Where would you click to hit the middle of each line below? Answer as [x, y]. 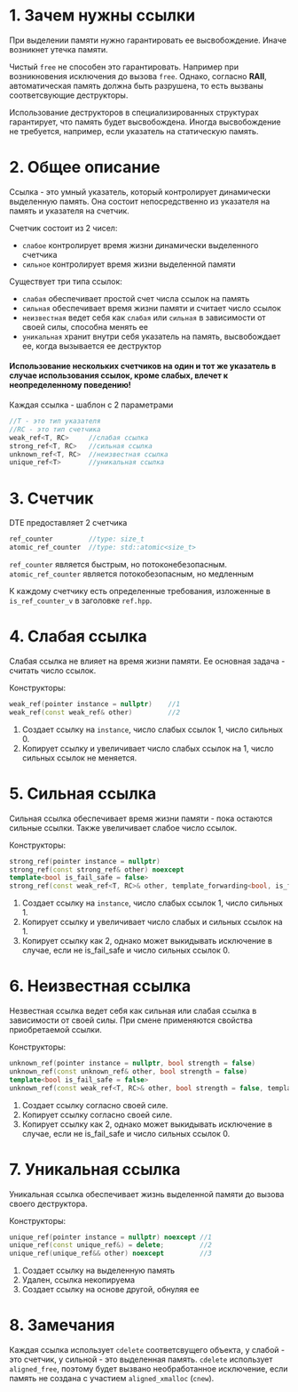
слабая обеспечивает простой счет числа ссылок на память [136, 298]
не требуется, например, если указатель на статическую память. [134, 131]
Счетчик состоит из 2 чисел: [63, 228]
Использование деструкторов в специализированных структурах [134, 112]
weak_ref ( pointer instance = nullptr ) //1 [94, 704]
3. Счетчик [51, 498]
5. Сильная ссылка [83, 793]
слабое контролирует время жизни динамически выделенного [140, 245]
